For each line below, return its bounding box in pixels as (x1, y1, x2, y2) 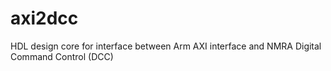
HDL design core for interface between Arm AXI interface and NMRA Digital (10, 40, 322, 52)
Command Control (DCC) (10, 50, 114, 62)
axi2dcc (10, 7, 79, 30)
